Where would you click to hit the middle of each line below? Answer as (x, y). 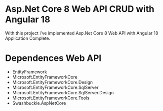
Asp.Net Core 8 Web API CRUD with (80, 9)
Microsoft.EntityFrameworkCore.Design (52, 82)
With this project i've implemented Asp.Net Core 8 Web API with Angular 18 (82, 33)
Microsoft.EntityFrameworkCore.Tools (51, 98)
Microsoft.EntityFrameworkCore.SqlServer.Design (63, 92)
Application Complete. (28, 38)
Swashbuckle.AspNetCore (39, 103)
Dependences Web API (53, 58)
